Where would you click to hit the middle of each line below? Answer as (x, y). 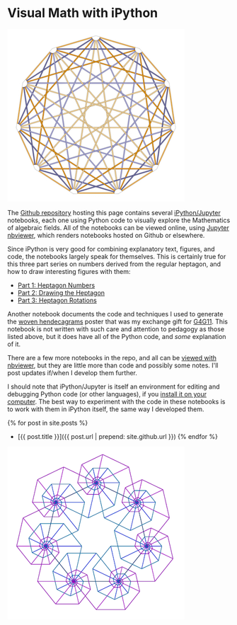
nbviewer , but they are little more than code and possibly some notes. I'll (113, 365)
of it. (14, 344)
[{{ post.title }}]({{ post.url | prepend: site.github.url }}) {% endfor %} (117, 436)
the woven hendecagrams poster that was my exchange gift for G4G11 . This (118, 321)
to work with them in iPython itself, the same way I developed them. (106, 409)
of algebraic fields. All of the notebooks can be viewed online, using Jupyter (118, 227)
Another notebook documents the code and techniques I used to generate (115, 314)
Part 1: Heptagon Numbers (56, 285)
